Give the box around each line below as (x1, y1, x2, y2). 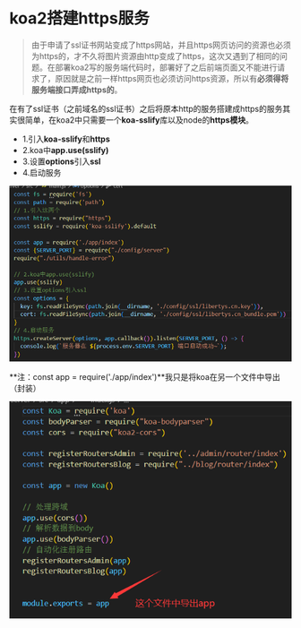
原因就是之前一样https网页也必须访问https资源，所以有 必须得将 (55, 73, 289, 83)
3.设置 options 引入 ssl (21, 156, 101, 167)
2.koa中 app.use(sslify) (21, 144, 109, 155)
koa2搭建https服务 (9, 8, 150, 29)
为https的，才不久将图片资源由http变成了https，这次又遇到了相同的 (30, 50, 280, 61)
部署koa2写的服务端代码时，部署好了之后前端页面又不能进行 (55, 62, 278, 73)
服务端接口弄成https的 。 (30, 84, 123, 95)
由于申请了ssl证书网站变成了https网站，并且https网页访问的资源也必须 (30, 39, 291, 50)
